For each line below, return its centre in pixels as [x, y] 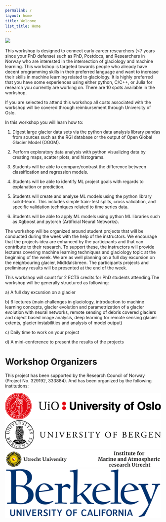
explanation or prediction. [38, 187]
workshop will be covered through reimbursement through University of [78, 108]
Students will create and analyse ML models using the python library [82, 196]
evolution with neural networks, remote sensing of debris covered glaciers [81, 312]
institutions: [17, 386]
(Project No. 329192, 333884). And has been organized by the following [79, 381]
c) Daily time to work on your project [42, 333]
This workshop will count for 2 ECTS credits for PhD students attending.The [82, 278]
